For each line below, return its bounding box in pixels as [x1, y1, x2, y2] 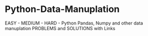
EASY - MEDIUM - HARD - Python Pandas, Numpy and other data [5, 20, 143, 26]
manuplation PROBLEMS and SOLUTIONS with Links [5, 25, 116, 31]
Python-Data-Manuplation [5, 3, 120, 15]
